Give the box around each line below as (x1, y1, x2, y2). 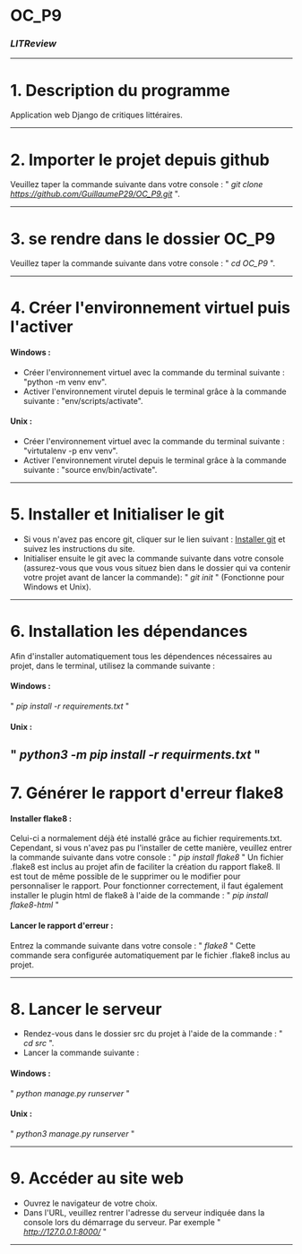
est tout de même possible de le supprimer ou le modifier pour (10, 871, 241, 882)
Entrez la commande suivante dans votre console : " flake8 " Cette (10, 940, 256, 950)
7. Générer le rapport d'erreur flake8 (10, 783, 284, 803)
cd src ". (22, 1038, 55, 1049)
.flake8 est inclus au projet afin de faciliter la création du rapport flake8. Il (10, 862, 280, 872)
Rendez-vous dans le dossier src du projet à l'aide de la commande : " (22, 1028, 283, 1039)
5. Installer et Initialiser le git (10, 504, 225, 525)
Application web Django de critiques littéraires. (10, 109, 183, 121)
